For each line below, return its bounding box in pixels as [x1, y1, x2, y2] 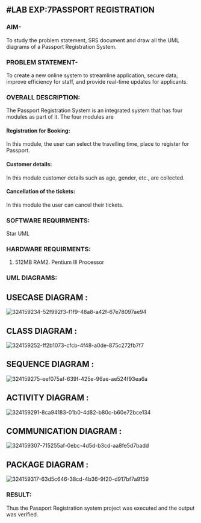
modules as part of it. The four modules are [6, 113, 114, 121]
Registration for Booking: [6, 127, 70, 134]
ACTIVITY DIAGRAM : [6, 393, 89, 403]
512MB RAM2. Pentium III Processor [14, 258, 104, 266]
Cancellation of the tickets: [6, 188, 75, 195]
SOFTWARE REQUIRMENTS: [6, 216, 90, 225]
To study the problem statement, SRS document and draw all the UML [6, 36, 179, 44]
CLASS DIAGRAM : [6, 325, 77, 336]
